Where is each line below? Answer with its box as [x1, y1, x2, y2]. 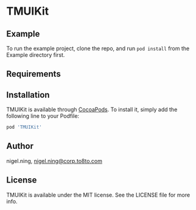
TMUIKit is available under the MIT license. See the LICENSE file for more [6, 191, 191, 198]
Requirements [6, 69, 61, 79]
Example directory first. [6, 51, 65, 59]
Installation [6, 90, 50, 100]
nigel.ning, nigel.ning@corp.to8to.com [6, 157, 102, 164]
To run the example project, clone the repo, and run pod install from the [6, 45, 190, 52]
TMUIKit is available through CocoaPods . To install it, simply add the [6, 106, 178, 114]
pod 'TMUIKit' [6, 124, 43, 131]
